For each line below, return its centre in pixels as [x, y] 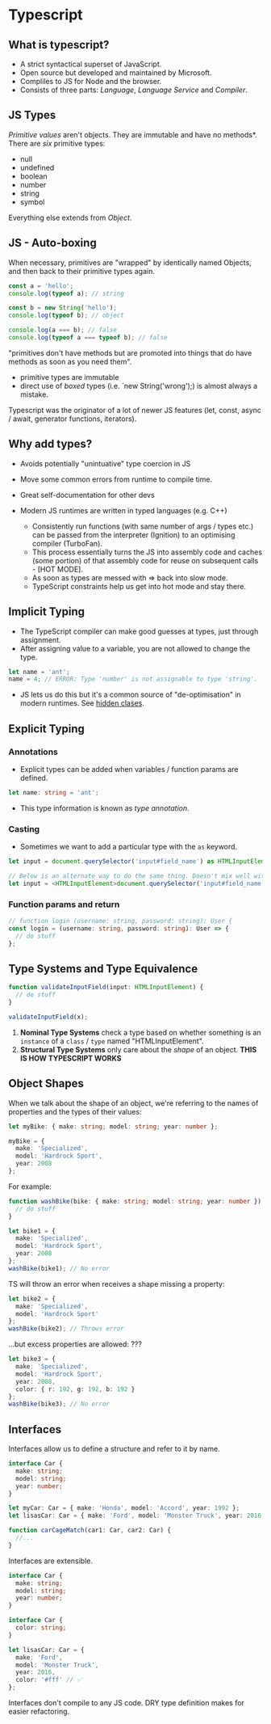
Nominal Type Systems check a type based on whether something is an [140, 1032]
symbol [32, 202]
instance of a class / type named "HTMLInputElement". [112, 1041]
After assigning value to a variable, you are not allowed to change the [135, 648]
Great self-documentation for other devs [87, 495]
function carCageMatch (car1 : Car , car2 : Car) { [90, 1530]
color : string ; [41, 1628]
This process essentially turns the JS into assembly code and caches [147, 552]
